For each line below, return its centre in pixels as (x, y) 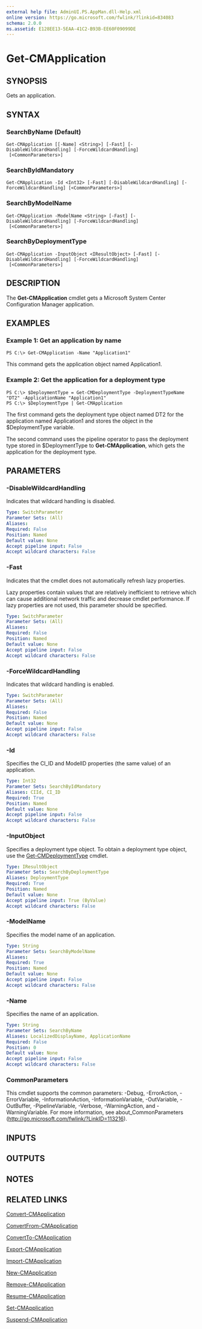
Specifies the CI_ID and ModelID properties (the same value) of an (88, 763)
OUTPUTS (26, 1159)
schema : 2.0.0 (24, 23)
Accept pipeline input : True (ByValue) (56, 900)
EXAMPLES (28, 324)
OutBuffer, (19, 1106)
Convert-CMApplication (36, 1214)
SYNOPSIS (27, 81)
